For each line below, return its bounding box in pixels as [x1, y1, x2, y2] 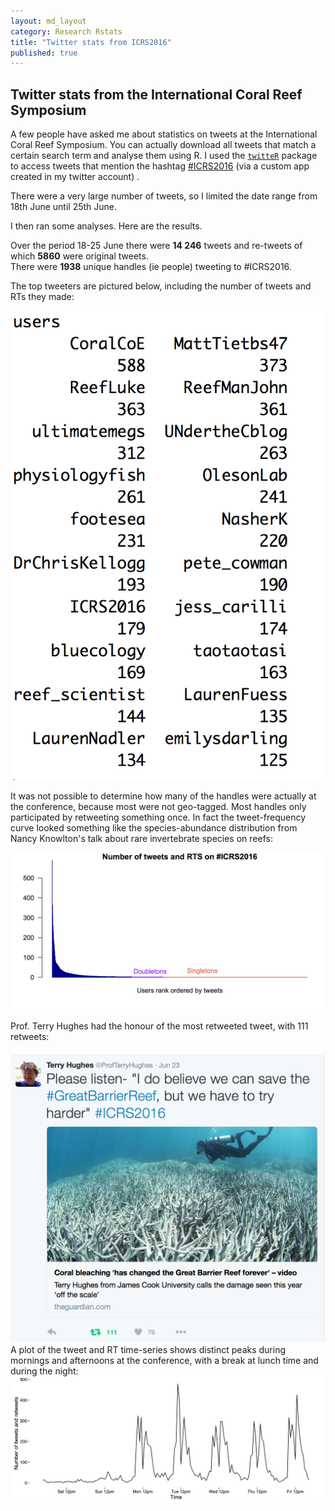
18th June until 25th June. [10, 201, 118, 213]
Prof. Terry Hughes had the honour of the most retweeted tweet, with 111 [10, 1020, 309, 1032]
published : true [10, 48, 78, 58]
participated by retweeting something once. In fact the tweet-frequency [10, 811, 307, 824]
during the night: [10, 1365, 79, 1377]
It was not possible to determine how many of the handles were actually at [10, 790, 317, 802]
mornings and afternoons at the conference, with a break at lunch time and [10, 1355, 319, 1367]
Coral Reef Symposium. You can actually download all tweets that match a [10, 139, 317, 151]
